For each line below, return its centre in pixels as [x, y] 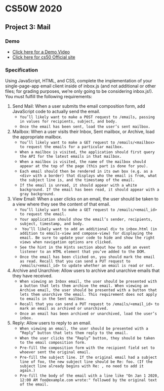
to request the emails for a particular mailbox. [72, 147]
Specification [21, 70]
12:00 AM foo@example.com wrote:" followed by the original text [88, 380]
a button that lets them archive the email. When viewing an [84, 286]
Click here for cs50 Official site [44, 57]
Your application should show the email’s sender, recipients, [86, 220]
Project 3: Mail [28, 27]
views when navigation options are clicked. [66, 242]
